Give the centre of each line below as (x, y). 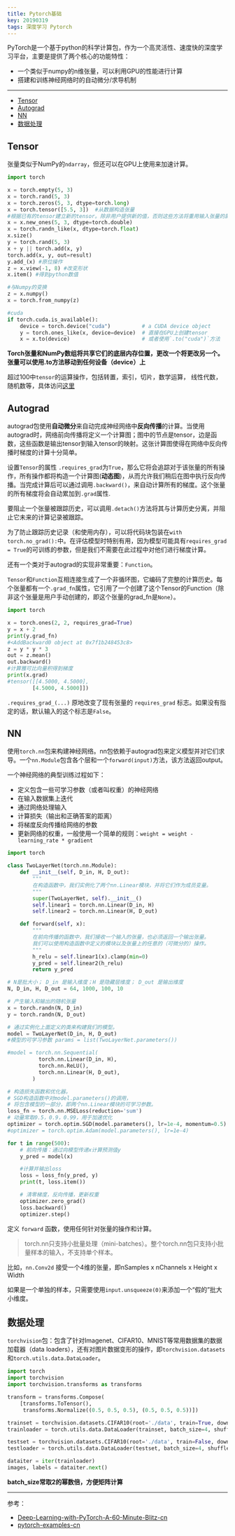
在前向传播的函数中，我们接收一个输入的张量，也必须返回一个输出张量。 (121, 937)
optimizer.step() (45, 1214)
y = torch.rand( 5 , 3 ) (39, 243)
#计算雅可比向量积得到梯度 (40, 669)
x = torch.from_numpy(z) (43, 301)
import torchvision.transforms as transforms (74, 1385)
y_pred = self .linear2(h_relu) (78, 963)
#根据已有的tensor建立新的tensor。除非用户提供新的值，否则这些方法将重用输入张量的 (116, 216)
